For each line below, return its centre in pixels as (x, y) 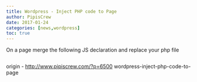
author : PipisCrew (29, 17)
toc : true (18, 33)
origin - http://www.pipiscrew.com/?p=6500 (59, 66)
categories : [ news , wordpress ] (43, 28)
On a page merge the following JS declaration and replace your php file (93, 50)
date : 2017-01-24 (27, 22)
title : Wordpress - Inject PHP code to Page (61, 11)
